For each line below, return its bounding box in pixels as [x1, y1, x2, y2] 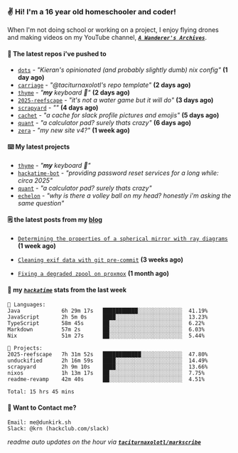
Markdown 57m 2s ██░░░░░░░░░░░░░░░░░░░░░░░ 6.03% [7, 326, 205, 334]
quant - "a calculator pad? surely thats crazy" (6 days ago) [17, 118, 192, 127]
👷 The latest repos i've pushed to [7, 49, 107, 58]
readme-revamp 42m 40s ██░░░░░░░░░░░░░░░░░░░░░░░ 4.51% [7, 376, 205, 383]
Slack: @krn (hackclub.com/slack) [7, 425, 110, 432]
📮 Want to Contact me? [7, 403, 77, 412]
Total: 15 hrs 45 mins [7, 388, 75, 395]
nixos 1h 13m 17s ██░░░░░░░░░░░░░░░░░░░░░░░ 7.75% [7, 370, 205, 377]
